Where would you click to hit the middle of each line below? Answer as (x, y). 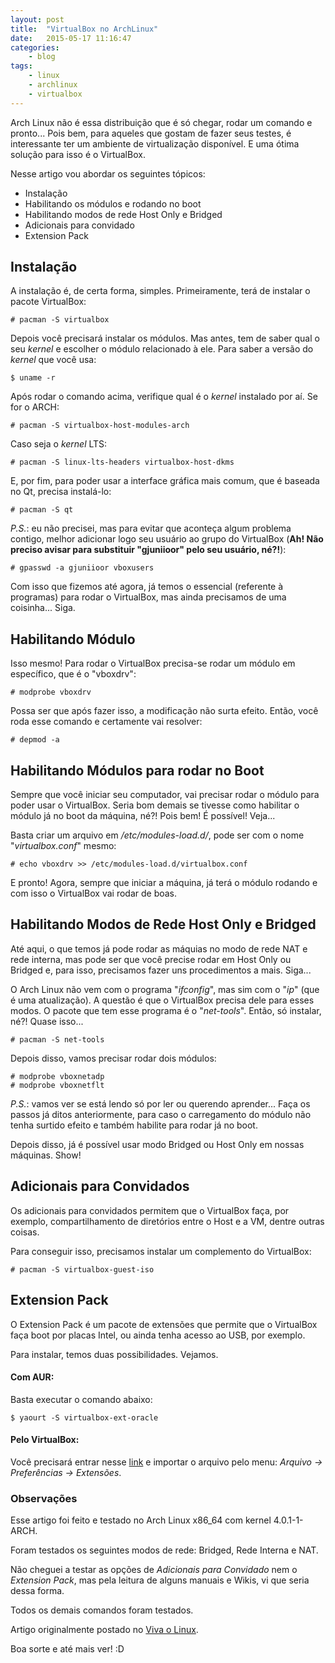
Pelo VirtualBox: (45, 1440)
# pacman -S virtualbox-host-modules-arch (100, 426)
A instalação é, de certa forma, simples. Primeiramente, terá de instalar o (160, 291)
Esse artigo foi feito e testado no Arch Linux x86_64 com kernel (141, 1520)
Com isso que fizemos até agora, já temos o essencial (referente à (147, 587)
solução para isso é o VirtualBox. (78, 154)
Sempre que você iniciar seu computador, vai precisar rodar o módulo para (165, 795)
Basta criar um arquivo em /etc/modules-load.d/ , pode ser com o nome (157, 835)
